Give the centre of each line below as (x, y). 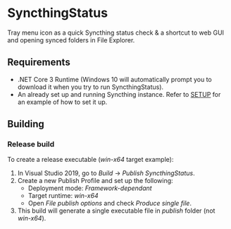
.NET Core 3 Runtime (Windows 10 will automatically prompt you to (115, 79)
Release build (31, 144)
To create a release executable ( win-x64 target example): (90, 160)
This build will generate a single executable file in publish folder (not (116, 211)
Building (26, 124)
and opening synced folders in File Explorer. (71, 40)
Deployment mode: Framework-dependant (90, 188)
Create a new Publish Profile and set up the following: (95, 181)
